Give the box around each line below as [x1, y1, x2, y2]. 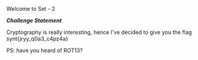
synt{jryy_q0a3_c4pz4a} [6, 35, 69, 42]
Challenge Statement [6, 17, 63, 24]
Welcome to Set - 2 [6, 5, 55, 12]
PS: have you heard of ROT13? [6, 47, 83, 54]
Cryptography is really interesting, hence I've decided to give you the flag [6, 28, 192, 36]
